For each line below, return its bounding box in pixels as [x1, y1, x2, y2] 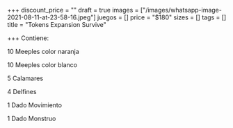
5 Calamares [7, 74, 44, 82]
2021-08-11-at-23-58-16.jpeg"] [7, 13, 96, 21]
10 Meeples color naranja [7, 48, 80, 55]
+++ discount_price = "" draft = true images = [7, 6, 139, 14]
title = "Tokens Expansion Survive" [7, 21, 106, 28]
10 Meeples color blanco [7, 61, 78, 68]
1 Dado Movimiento [7, 101, 63, 109]
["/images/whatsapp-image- [140, 6, 223, 14]
